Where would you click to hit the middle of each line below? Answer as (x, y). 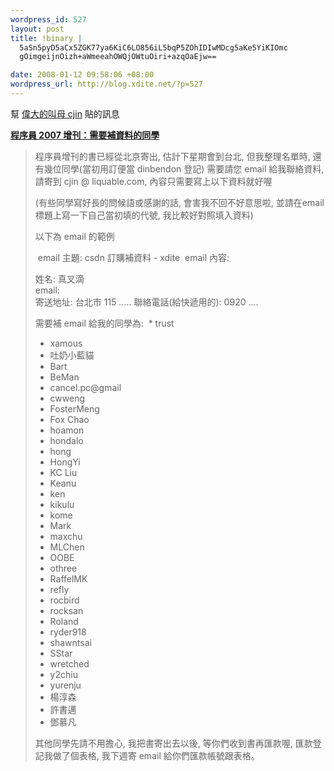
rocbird (64, 600)
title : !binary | (46, 38)
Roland (64, 621)
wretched (69, 663)
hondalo (66, 440)
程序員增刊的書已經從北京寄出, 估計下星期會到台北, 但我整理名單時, (172, 156)
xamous (66, 343)
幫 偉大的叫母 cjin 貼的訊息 (65, 113)
